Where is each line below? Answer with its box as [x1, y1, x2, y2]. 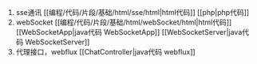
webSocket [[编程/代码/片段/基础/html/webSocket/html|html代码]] [15, 17, 232, 27]
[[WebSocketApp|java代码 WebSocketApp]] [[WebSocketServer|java [15, 28, 243, 36]
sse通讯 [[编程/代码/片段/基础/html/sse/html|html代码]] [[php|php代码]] [15, 8, 250, 17]
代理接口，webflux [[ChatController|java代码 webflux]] [15, 47, 196, 56]
